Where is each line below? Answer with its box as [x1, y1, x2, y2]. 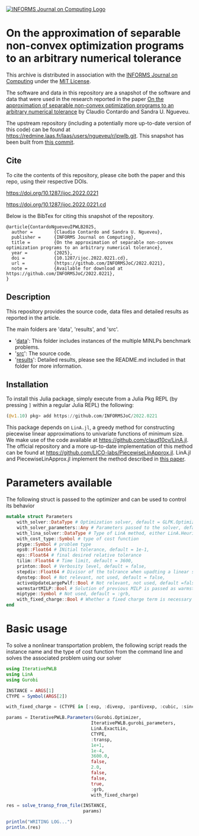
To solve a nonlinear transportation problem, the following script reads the [6, 642, 187, 649]
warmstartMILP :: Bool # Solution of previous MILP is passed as [17, 585, 176, 591]
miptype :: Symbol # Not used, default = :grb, [17, 591, 131, 597]
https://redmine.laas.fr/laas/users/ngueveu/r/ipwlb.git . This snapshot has [6, 132, 184, 139]
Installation [6, 379, 49, 389]
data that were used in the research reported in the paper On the [6, 95, 164, 102]
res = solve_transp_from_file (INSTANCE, [6, 803, 108, 809]
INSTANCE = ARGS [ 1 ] [6, 687, 54, 693]
